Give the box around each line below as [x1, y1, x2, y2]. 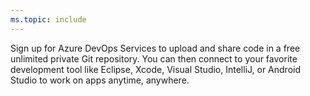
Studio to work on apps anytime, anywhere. [10, 74, 190, 86]
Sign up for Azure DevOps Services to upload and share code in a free [10, 42, 301, 54]
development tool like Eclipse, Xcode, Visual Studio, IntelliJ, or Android [10, 63, 302, 75]
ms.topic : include [10, 14, 87, 25]
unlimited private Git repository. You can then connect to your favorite [10, 52, 298, 65]
